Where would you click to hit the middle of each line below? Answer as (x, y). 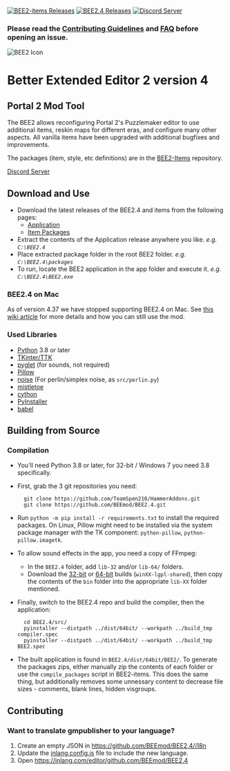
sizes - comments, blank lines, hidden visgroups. (87, 689)
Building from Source (54, 431)
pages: (27, 218)
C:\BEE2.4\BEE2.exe (45, 277)
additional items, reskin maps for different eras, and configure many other (112, 130)
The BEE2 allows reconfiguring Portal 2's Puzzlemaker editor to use (103, 123)
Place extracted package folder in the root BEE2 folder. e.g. (102, 254)
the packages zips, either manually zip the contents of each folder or (115, 667)
